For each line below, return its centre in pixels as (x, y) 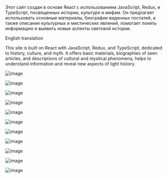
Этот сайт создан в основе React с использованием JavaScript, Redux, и (83, 7)
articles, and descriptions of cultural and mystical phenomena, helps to (78, 58)
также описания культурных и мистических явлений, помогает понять (81, 23)
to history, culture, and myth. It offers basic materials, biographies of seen (81, 53)
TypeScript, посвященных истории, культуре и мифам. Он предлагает (80, 12)
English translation (24, 38)
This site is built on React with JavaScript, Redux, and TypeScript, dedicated (84, 48)
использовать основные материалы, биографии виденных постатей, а (80, 18)
